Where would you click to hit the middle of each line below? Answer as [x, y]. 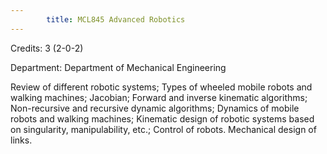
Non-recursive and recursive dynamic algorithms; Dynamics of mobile [155, 108]
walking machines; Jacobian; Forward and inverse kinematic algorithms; [159, 97]
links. [21, 140]
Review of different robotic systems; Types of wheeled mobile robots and [161, 87]
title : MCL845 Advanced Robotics [116, 19]
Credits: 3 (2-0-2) [47, 48]
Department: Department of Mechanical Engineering [118, 67]
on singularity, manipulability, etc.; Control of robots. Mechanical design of [163, 129]
